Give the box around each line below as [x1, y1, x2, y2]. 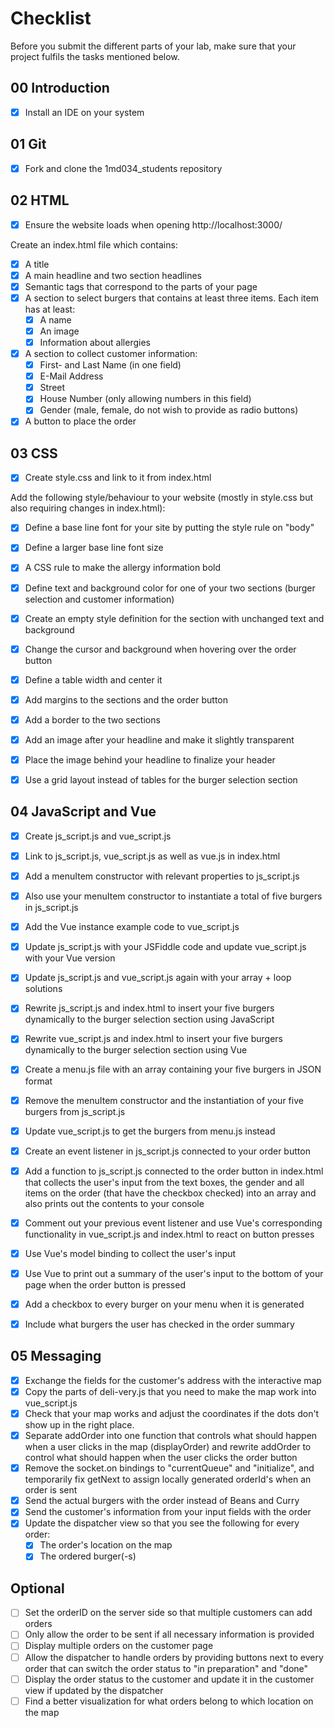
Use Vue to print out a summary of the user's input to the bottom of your [24, 1267, 324, 1279]
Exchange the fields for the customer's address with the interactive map [24, 1374, 322, 1386]
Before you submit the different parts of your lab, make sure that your [10, 40, 297, 52]
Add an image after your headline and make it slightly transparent [24, 733, 295, 746]
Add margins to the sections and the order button [24, 693, 229, 706]
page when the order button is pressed [24, 1278, 186, 1291]
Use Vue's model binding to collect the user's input [24, 1247, 237, 1259]
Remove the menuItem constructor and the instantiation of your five [24, 1094, 304, 1106]
